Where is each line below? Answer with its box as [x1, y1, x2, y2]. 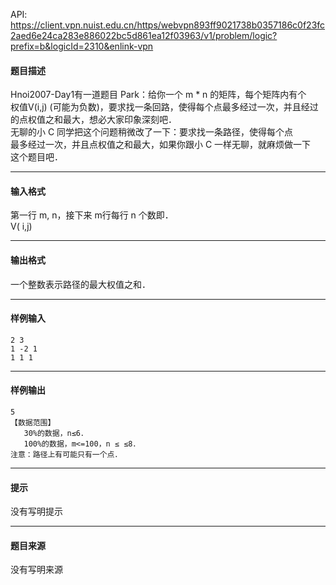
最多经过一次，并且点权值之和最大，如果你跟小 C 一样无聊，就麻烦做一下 [10, 139, 312, 151]
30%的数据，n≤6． [23, 429, 88, 439]
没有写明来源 [10, 564, 63, 576]
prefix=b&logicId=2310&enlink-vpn [10, 40, 154, 52]
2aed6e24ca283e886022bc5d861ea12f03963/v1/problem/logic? [10, 30, 278, 41]
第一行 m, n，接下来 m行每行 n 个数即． [10, 209, 174, 221]
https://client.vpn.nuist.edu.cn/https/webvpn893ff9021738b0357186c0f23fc [10, 19, 326, 31]
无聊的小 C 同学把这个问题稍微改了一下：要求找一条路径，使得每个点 [10, 126, 294, 138]
